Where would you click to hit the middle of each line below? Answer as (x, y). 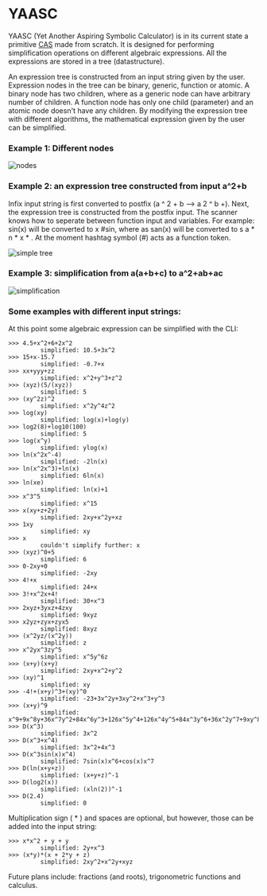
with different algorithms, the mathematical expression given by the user (127, 119)
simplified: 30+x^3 (72, 601)
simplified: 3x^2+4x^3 (77, 748)
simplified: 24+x (69, 587)
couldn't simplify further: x (90, 546)
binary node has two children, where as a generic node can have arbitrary (130, 93)
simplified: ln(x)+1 (74, 490)
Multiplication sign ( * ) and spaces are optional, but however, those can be (131, 818)
